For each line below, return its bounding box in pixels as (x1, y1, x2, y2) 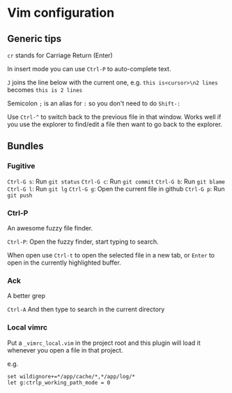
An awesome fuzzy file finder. (7, 223, 93, 232)
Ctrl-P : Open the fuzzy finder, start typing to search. (7, 237, 159, 246)
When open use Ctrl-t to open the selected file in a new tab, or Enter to (7, 251, 215, 259)
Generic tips (7, 33, 61, 45)
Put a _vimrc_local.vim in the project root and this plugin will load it (7, 339, 201, 347)
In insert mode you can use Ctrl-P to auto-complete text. (7, 65, 171, 73)
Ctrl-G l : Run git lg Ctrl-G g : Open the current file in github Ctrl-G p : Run (7, 184, 225, 193)
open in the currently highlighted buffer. (7, 258, 122, 267)
